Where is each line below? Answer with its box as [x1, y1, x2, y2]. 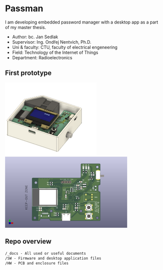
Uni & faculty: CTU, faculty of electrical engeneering [12, 44, 118, 50]
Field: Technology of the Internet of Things [12, 49, 99, 55]
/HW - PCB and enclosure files [5, 261, 69, 266]
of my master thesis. [5, 24, 46, 30]
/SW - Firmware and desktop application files [5, 256, 102, 261]
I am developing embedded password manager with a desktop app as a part [5, 19, 159, 25]
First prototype [5, 69, 52, 77]
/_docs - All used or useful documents [5, 251, 86, 256]
